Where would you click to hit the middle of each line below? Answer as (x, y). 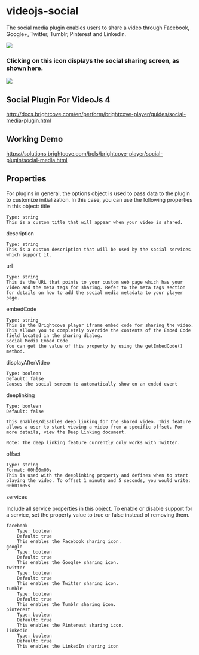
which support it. (29, 255)
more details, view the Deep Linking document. (67, 432)
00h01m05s (19, 486)
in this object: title (28, 206)
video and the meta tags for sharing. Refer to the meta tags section (96, 287)
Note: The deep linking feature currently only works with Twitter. (93, 442)
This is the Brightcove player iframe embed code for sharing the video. (100, 325)
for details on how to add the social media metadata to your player (95, 292)
